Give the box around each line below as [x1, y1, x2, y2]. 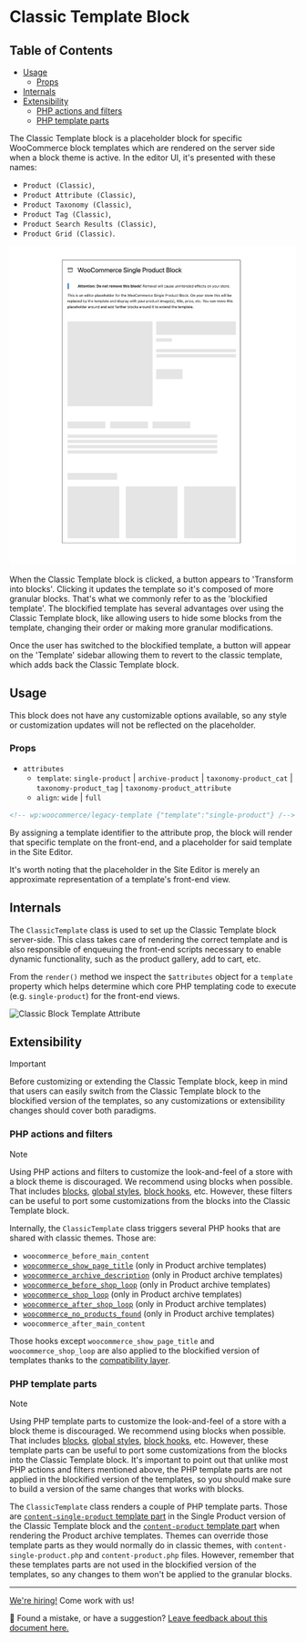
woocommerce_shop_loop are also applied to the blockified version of [9, 1345, 260, 1356]
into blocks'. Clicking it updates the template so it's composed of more [9, 583, 274, 594]
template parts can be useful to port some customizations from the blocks [9, 1444, 288, 1455]
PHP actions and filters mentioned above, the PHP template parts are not [9, 1464, 282, 1474]
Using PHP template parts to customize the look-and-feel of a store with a [9, 1415, 287, 1426]
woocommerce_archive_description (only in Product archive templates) [22, 1269, 283, 1280]
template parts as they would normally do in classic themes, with [9, 1539, 252, 1550]
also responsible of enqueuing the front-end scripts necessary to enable [9, 943, 281, 954]
